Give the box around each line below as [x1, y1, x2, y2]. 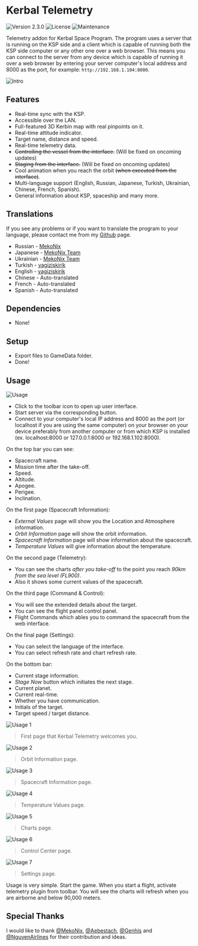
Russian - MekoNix [14, 242, 61, 250]
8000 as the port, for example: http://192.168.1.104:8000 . [6, 66, 150, 73]
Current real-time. [14, 691, 59, 698]
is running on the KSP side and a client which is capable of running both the [6, 41, 191, 48]
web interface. [14, 620, 50, 627]
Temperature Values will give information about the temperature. [14, 543, 173, 550]
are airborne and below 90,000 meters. [6, 894, 102, 901]
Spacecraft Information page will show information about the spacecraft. [14, 536, 193, 543]
